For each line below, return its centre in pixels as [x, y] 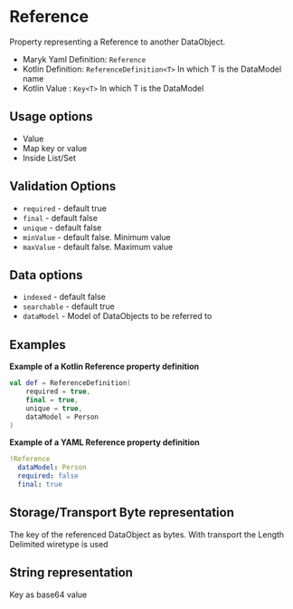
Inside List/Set [49, 158]
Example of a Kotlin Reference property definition [104, 367]
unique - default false [62, 227]
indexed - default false [64, 297]
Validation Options [63, 186]
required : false [48, 476]
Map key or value [55, 148]
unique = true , [54, 408]
